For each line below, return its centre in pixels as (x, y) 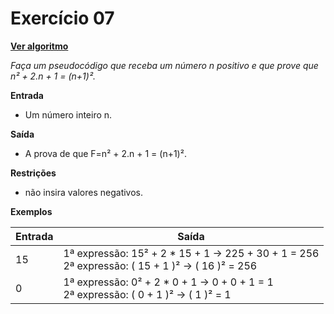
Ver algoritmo (39, 46)
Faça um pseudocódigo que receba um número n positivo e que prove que (164, 65)
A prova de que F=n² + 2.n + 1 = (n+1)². (105, 153)
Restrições (33, 173)
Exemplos (31, 211)
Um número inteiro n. (68, 114)
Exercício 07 (62, 18)
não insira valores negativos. (84, 192)
